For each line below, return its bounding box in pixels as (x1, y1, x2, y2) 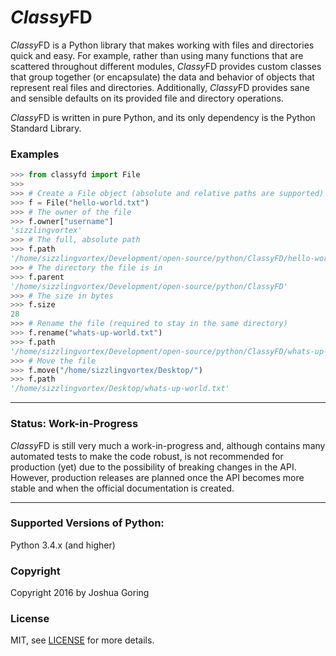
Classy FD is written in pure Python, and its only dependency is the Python (10, 111, 316, 123)
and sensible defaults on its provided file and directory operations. (10, 92, 284, 104)
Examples (10, 147, 60, 161)
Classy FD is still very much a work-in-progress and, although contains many (10, 439, 326, 451)
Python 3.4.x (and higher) (10, 539, 116, 551)
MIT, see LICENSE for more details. (10, 634, 155, 646)
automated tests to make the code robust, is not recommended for (10, 450, 284, 462)
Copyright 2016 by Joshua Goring (10, 587, 150, 599)
